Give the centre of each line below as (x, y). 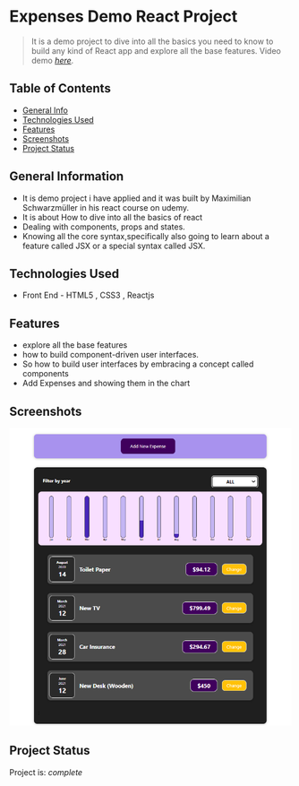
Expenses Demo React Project (124, 17)
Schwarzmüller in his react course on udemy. (106, 207)
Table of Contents (60, 88)
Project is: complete (46, 772)
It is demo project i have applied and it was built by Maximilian (137, 198)
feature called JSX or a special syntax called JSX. (114, 246)
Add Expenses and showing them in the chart (106, 384)
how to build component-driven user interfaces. (111, 355)
